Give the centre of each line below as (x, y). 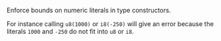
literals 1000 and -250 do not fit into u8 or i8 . (70, 31)
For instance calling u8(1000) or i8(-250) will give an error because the (110, 24)
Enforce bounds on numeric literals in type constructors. (89, 10)
